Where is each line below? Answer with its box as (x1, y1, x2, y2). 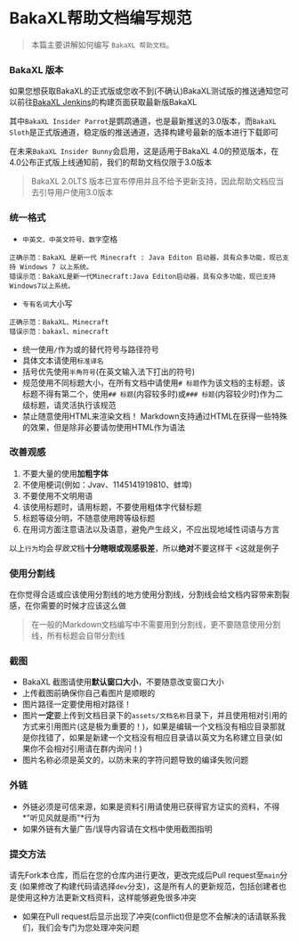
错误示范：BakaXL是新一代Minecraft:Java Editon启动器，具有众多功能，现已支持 (9, 272, 276, 281)
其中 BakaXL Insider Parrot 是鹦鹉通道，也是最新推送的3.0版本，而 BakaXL (9, 116, 278, 127)
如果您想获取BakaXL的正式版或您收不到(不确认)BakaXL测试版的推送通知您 (9, 86, 282, 96)
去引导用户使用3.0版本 (30, 187, 114, 198)
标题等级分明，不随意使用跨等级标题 (21, 512, 156, 523)
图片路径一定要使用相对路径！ (21, 699, 132, 709)
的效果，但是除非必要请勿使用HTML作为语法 (21, 421, 185, 432)
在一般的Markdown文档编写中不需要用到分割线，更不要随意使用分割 (30, 619, 281, 630)
